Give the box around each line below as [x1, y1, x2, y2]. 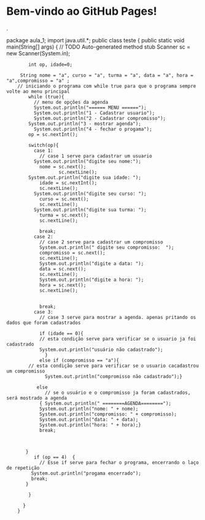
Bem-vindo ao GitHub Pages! [6, 4, 158, 18]
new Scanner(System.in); [6, 49, 71, 57]
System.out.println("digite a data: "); [39, 260, 144, 267]
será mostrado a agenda [6, 395, 68, 401]
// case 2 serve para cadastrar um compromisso [39, 238, 164, 245]
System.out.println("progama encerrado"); [31, 470, 141, 476]
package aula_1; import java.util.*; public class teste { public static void [6, 36, 185, 44]
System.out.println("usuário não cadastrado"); [39, 346, 164, 353]
